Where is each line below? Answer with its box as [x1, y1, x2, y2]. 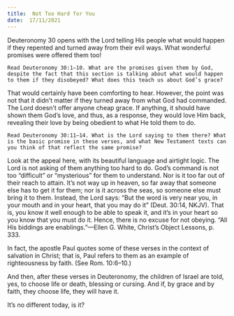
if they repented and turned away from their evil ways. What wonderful [7, 43, 211, 52]
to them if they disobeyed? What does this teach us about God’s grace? [7, 76, 224, 84]
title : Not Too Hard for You [7, 10, 96, 17]
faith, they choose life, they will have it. [7, 287, 119, 295]
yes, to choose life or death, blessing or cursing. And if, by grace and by [7, 280, 215, 288]
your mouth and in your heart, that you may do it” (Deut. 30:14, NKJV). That [7, 200, 224, 209]
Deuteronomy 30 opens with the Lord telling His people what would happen [7, 36, 225, 44]
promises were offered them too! [7, 50, 102, 59]
